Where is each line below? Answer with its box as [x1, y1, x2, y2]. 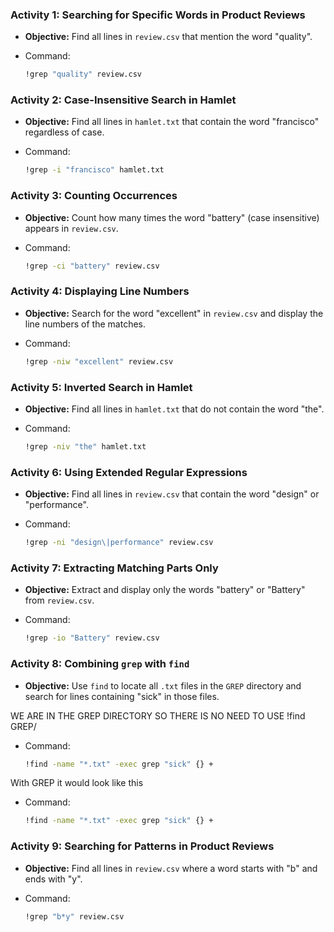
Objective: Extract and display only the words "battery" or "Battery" [24, 584, 306, 596]
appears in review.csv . [24, 222, 119, 234]
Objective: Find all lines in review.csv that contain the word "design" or [24, 488, 320, 500]
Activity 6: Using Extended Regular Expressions [10, 465, 248, 479]
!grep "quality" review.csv [24, 69, 142, 80]
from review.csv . [24, 594, 95, 607]
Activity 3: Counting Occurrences [10, 189, 178, 203]
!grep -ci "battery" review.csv [24, 261, 160, 271]
